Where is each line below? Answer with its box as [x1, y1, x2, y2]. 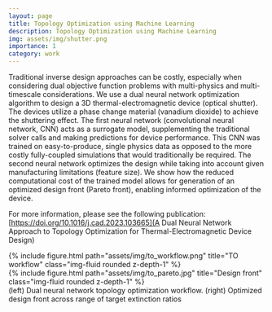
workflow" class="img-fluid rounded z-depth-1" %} [8, 260, 182, 269]
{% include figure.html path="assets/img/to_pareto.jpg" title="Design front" [8, 268, 263, 278]
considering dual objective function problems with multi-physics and [8, 81, 239, 90]
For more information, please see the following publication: [8, 209, 206, 218]
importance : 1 [8, 42, 57, 51]
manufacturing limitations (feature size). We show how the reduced [8, 168, 235, 177]
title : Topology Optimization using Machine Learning [8, 20, 195, 28]
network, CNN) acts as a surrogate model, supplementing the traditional [8, 124, 250, 134]
